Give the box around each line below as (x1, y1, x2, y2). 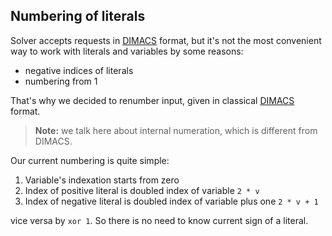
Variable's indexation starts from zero (24, 174, 180, 186)
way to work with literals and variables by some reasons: (10, 45, 244, 57)
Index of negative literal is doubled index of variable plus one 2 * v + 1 (24, 195, 319, 207)
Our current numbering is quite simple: (10, 154, 170, 166)
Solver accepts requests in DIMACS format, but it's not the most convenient (10, 34, 322, 46)
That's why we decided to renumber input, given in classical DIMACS (10, 94, 295, 106)
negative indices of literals (24, 64, 134, 76)
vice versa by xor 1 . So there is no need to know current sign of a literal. (10, 214, 309, 226)
